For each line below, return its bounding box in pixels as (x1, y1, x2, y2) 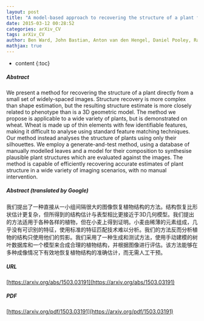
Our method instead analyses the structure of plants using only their (6, 134, 177, 141)
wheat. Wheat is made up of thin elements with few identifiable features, (6, 121, 188, 129)
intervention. (6, 173, 38, 180)
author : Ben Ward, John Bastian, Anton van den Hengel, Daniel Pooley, (6, 37, 191, 43)
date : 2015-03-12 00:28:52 (6, 20, 75, 26)
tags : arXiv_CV (6, 32, 45, 38)
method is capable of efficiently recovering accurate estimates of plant (6, 160, 184, 168)
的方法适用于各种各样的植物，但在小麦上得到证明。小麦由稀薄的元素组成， (6, 218, 192, 225)
